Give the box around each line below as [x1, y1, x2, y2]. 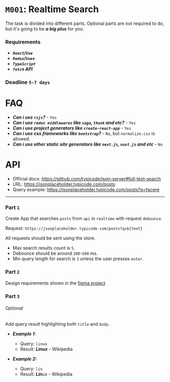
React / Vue [12, 50, 33, 56]
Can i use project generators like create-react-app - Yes [12, 125, 132, 131]
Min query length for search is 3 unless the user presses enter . [12, 256, 144, 262]
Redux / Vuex [12, 55, 35, 61]
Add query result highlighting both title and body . [5, 321, 110, 327]
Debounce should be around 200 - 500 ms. [12, 250, 98, 257]
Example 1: [12, 331, 36, 337]
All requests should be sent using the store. [5, 235, 96, 241]
